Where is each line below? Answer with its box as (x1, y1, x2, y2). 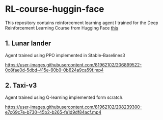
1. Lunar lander (5, 39, 52, 48)
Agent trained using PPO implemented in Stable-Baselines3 (5, 52, 125, 58)
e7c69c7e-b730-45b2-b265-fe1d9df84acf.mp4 (5, 109, 102, 115)
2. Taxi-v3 (5, 81, 37, 90)
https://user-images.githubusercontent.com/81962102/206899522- (5, 61, 142, 67)
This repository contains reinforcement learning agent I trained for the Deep (5, 20, 159, 26)
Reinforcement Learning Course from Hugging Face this (5, 25, 119, 30)
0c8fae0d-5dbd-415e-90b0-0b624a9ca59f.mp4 (5, 67, 104, 73)
